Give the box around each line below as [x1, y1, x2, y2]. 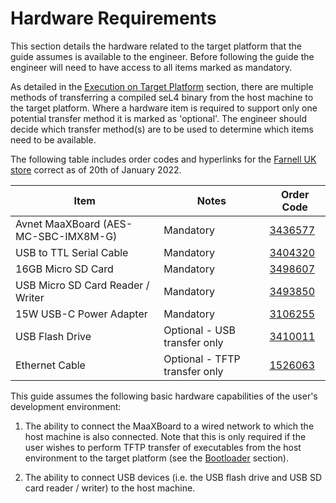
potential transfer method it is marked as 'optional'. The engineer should [10, 112, 307, 124]
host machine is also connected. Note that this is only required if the [24, 430, 307, 442]
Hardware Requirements [10, 7, 217, 30]
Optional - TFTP [163, 352, 241, 366]
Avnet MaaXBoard [15, 217, 101, 231]
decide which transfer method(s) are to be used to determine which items [10, 123, 314, 135]
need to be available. [10, 133, 97, 146]
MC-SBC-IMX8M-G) [15, 229, 118, 243]
